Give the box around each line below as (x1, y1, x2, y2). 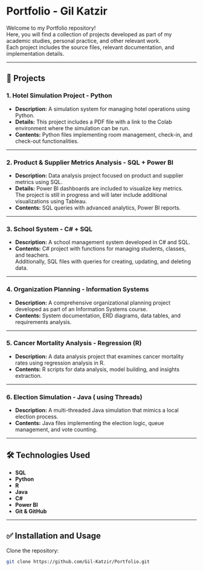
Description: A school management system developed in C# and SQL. (14, 239, 190, 246)
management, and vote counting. (14, 426, 98, 434)
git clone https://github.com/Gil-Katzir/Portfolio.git (6, 558, 150, 564)
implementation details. (6, 50, 65, 57)
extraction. (14, 372, 42, 379)
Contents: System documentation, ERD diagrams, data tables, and (14, 312, 181, 319)
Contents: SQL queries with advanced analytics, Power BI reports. (14, 204, 181, 211)
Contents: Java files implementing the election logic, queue (14, 420, 164, 427)
